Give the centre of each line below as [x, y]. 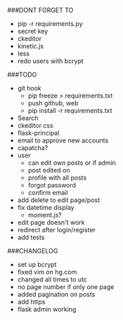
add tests [31, 237]
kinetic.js [31, 46]
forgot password [52, 185]
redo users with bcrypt [51, 61]
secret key [33, 31]
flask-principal [38, 133]
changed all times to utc [52, 279]
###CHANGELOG [33, 251]
